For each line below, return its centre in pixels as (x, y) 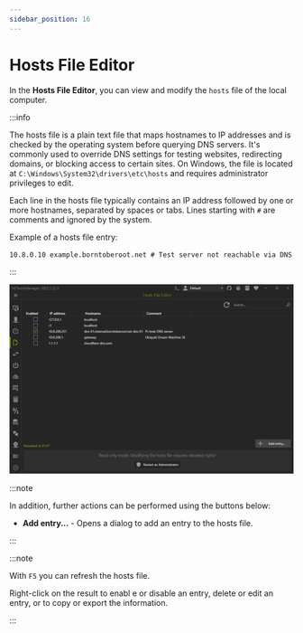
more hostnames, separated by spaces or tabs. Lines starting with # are (142, 210)
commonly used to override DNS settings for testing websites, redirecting (146, 154)
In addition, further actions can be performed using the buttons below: (140, 505)
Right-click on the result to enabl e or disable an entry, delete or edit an (141, 593)
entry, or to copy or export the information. (89, 603)
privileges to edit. (41, 183)
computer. (28, 99)
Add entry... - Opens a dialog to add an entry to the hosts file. (138, 524)
